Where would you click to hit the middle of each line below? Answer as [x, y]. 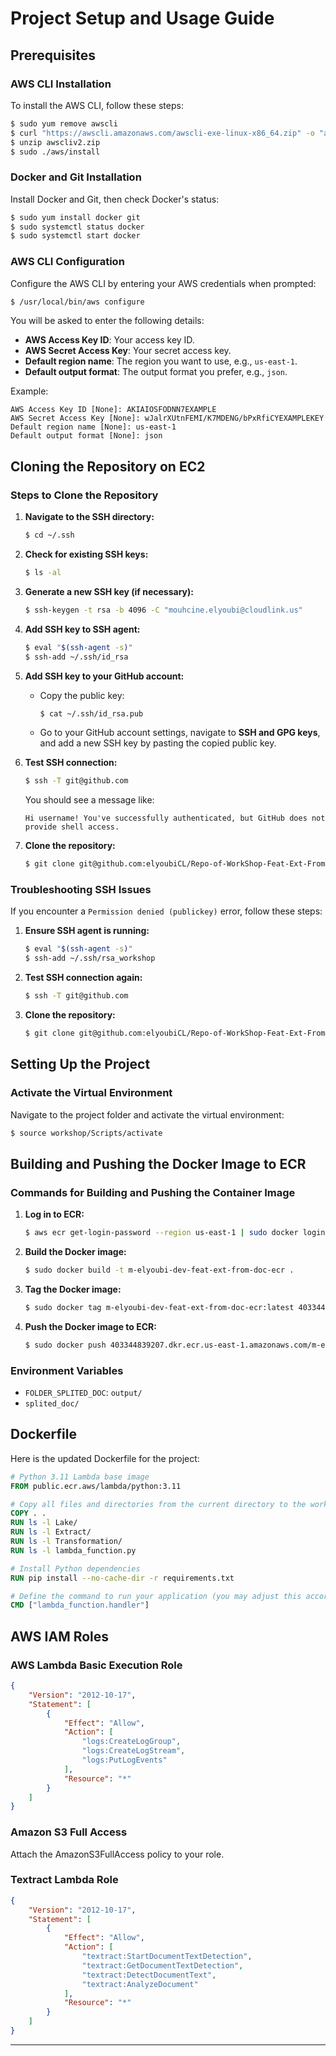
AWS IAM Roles [60, 1636]
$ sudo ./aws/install [55, 152]
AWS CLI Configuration [67, 262]
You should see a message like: [89, 800]
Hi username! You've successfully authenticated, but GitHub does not [175, 818]
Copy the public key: [82, 695]
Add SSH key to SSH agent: [82, 629]
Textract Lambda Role [64, 1880]
